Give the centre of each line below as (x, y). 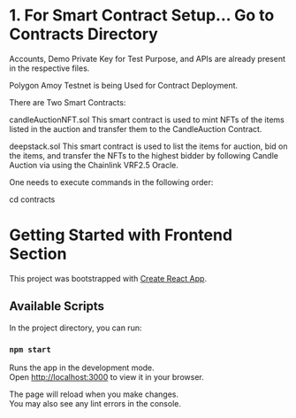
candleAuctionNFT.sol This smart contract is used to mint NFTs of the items (147, 120)
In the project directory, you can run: (76, 328)
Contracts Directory (84, 34)
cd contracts (32, 199)
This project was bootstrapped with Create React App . (108, 278)
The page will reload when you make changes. (94, 394)
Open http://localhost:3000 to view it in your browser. (107, 376)
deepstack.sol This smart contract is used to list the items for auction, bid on (148, 146)
